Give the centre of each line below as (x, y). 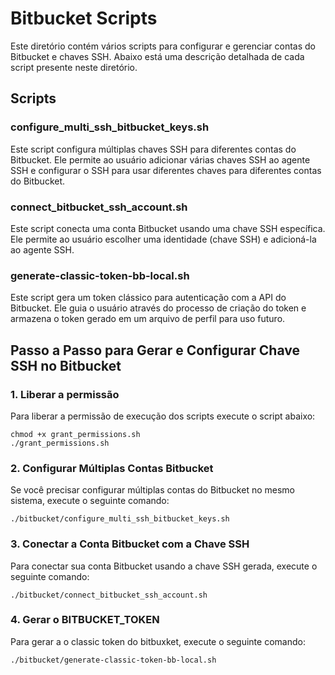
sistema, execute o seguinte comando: (90, 501)
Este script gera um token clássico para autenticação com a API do (148, 298)
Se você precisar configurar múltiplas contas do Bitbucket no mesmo (152, 490)
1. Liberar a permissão (65, 394)
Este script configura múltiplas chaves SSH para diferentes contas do (153, 149)
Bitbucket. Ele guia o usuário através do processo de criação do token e (158, 308)
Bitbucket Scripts (84, 18)
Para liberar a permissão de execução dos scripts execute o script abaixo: (163, 416)
